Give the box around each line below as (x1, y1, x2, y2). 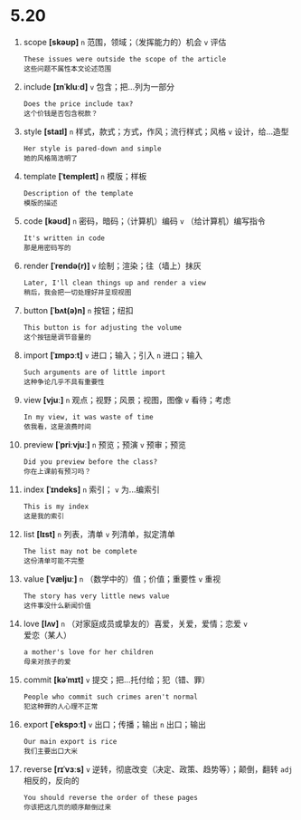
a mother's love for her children (23, 647, 154, 657)
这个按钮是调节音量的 (23, 333, 91, 342)
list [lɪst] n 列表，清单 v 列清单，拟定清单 (23, 528, 175, 539)
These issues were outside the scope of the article (23, 54, 227, 63)
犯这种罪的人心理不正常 (23, 701, 99, 711)
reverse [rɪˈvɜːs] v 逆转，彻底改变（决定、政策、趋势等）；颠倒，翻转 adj (23, 763, 293, 775)
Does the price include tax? (23, 99, 134, 109)
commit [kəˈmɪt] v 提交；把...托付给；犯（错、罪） (23, 674, 211, 685)
